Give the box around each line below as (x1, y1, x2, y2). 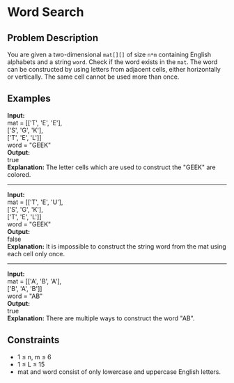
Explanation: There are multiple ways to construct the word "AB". (7, 314, 195, 322)
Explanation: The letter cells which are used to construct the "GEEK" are (7, 163, 216, 171)
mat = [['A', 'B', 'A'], (7, 276, 62, 286)
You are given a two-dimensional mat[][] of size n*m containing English (7, 50, 212, 58)
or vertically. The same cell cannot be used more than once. (7, 72, 180, 81)
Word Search (7, 4, 84, 20)
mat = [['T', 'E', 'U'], (7, 198, 63, 206)
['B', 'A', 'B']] (7, 284, 42, 292)
